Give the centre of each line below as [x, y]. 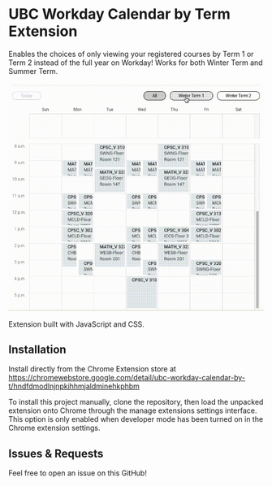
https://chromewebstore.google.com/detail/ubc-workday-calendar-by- [127, 378]
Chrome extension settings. [54, 428]
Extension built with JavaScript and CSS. [76, 324]
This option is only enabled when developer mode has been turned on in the [136, 419]
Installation [37, 349]
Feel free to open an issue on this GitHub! [78, 473]
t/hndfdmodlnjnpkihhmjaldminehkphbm [74, 386]
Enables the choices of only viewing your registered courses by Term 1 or [131, 54]
